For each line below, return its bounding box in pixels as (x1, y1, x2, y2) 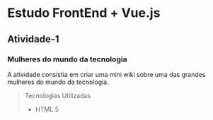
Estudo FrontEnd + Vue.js (7, 5, 161, 21)
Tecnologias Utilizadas (24, 91, 91, 100)
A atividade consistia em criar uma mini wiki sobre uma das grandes (7, 70, 206, 78)
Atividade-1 (7, 33, 59, 45)
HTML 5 (35, 104, 59, 114)
